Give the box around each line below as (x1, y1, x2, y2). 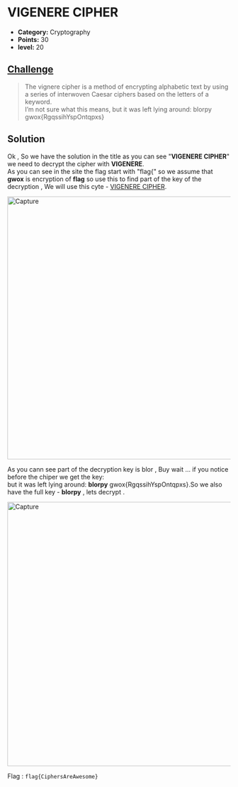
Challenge (7, 63, 54, 75)
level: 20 (17, 43, 44, 51)
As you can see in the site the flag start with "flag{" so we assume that (7, 167, 213, 175)
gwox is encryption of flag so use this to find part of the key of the (7, 175, 202, 183)
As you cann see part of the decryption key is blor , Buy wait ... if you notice (7, 465, 229, 473)
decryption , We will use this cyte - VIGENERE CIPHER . (7, 182, 167, 190)
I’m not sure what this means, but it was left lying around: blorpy (24, 104, 212, 114)
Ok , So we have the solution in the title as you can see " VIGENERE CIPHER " (7, 152, 230, 161)
